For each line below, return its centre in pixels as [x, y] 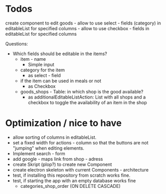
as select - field [44, 75]
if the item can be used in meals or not [61, 81]
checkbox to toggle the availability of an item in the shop [87, 102]
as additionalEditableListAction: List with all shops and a [87, 97]
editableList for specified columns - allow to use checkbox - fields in [77, 28]
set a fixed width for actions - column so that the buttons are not [80, 142]
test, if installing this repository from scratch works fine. [72, 175]
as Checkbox [42, 86]
